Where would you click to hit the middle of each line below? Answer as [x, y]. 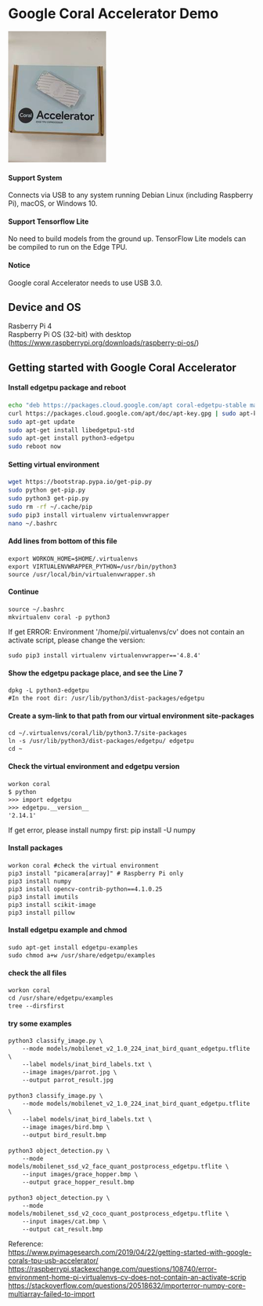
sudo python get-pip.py [47, 490]
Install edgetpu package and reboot [67, 388]
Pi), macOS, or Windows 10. [53, 203]
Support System [35, 177]
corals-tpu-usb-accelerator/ [54, 1260]
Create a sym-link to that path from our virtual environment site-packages [131, 715]
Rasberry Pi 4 [30, 326]
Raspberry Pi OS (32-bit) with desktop [70, 335]
